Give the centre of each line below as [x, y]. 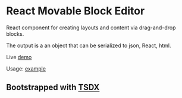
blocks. [15, 33]
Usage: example [26, 68]
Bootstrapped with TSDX [53, 88]
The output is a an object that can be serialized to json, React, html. [89, 45]
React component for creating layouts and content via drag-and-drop [91, 27]
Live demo [19, 57]
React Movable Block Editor [76, 11]
